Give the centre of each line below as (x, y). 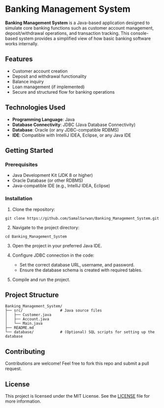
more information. (23, 401)
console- (139, 33)
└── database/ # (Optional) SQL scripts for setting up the (80, 332)
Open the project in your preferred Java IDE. (57, 245)
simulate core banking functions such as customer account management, (79, 28)
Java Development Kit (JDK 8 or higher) (53, 175)
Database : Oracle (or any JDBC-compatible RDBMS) (66, 130)
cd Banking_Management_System (36, 237)
